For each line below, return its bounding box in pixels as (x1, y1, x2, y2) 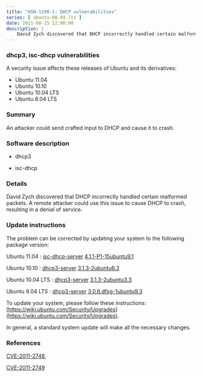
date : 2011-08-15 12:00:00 (6, 20, 74, 26)
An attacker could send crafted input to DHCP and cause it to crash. (6, 124, 174, 131)
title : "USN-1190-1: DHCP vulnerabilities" (6, 8, 117, 15)
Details (6, 179, 28, 188)
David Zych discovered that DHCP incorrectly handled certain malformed (6, 193, 188, 200)
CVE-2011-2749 (6, 364, 45, 371)
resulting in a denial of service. (6, 206, 83, 213)
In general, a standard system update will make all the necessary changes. (6, 323, 191, 331)
